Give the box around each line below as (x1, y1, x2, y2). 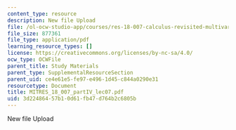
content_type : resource (7, 10, 77, 18)
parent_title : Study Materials (7, 63, 99, 70)
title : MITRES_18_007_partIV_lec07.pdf (7, 89, 124, 96)
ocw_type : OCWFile (7, 56, 61, 63)
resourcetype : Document (7, 82, 77, 89)
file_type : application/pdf (7, 37, 90, 44)
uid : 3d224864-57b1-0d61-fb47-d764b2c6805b (7, 96, 137, 103)
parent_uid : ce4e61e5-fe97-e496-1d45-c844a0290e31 (7, 75, 159, 83)
